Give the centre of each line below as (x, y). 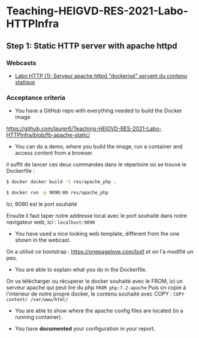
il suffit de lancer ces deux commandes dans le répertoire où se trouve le (97, 165)
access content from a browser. (54, 153)
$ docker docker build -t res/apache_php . (61, 182)
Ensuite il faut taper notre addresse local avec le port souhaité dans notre (97, 215)
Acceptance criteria (36, 98)
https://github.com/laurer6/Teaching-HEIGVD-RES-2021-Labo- (84, 129)
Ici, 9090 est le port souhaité (42, 204)
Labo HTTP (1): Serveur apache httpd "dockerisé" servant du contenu (101, 75)
